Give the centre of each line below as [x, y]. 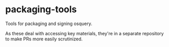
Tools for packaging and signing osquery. [49, 24]
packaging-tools [41, 9]
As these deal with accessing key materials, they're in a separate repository [84, 33]
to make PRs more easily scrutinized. [44, 39]
